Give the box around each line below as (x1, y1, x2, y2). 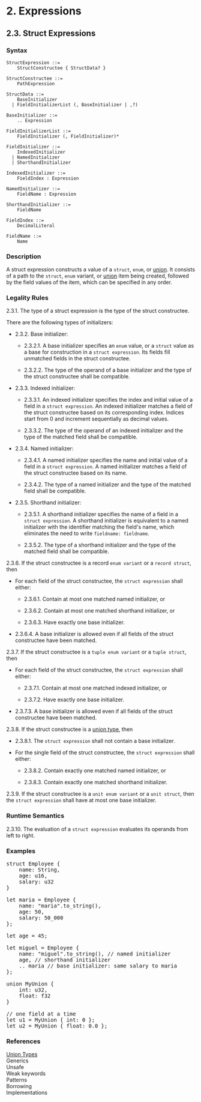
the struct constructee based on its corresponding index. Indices (23, 409, 184, 416)
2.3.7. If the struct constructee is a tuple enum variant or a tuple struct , (6, 649, 187, 656)
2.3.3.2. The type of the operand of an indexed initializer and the (23, 427, 183, 434)
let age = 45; (6, 933, 48, 939)
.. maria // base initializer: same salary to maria (19, 963, 178, 969)
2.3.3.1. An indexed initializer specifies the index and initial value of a (23, 396, 193, 404)
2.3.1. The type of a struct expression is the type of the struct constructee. (6, 307, 190, 315)
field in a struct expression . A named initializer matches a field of (23, 463, 187, 470)
